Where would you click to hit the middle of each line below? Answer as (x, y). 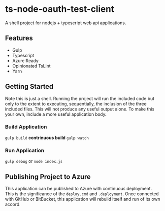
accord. (13, 204)
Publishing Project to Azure (48, 177)
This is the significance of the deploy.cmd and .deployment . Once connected (82, 194)
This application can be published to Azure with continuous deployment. (79, 188)
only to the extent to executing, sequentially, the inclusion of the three (76, 104)
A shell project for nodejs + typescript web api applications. (66, 23)
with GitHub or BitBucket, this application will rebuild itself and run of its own (83, 199)
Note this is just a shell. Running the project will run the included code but (80, 98)
